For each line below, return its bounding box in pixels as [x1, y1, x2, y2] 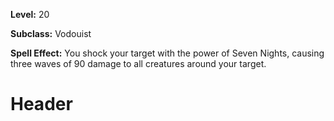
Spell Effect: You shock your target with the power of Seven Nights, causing [10, 47, 325, 59]
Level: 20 [10, 9, 50, 20]
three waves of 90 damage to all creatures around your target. [10, 58, 267, 69]
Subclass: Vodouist [10, 28, 92, 39]
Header [10, 93, 73, 116]
